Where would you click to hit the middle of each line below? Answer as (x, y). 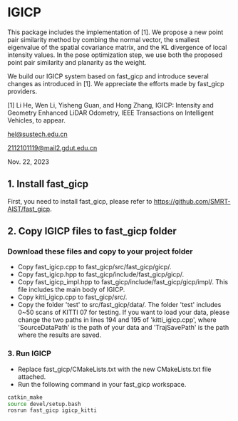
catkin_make (25, 397)
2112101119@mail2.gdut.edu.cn (52, 147)
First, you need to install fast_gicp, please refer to (80, 201)
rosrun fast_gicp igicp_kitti (52, 410)
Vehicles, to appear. (37, 120)
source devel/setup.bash (44, 404)
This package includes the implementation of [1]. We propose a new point (115, 32)
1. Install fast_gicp (48, 184)
